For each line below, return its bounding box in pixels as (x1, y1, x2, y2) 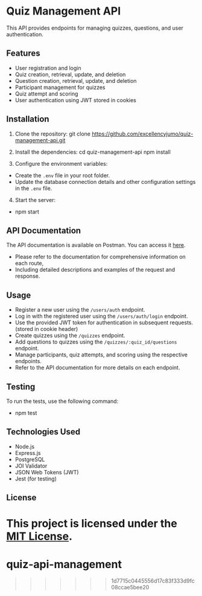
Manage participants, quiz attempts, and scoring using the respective (14, 351, 188, 358)
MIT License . (6, 529, 72, 543)
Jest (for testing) (14, 475, 57, 482)
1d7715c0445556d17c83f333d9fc (111, 577, 195, 585)
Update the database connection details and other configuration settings (14, 178, 196, 185)
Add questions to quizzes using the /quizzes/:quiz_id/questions (14, 338, 177, 345)
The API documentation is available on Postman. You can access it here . (6, 241, 186, 249)
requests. (169, 319, 194, 326)
